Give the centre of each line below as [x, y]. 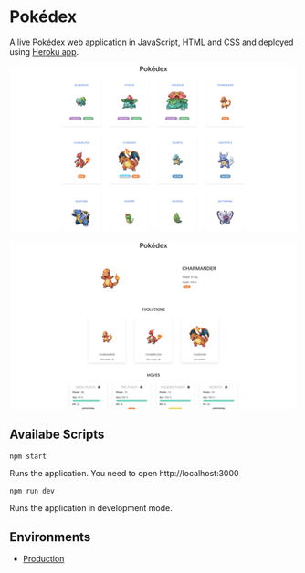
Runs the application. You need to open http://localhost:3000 [124, 474]
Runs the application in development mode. [91, 508]
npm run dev [32, 491]
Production [43, 559]
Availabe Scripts [57, 434]
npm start [28, 457]
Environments [50, 537]
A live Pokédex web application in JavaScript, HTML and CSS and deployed [152, 42]
